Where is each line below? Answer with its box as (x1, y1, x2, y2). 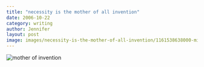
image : (6, 37, 23, 43)
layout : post (6, 32, 39, 38)
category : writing (6, 20, 53, 26)
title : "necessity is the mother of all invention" (6, 9, 140, 15)
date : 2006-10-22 (6, 15, 50, 21)
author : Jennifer (6, 26, 50, 32)
